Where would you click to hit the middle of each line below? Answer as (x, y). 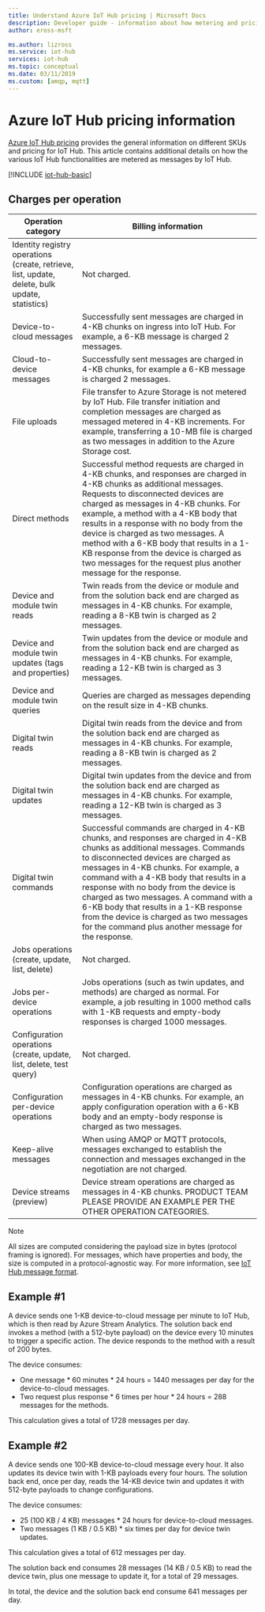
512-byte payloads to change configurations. (81, 1489)
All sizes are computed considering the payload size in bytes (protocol (123, 1247)
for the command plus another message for (162, 927)
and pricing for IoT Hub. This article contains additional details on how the (128, 150)
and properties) (41, 673)
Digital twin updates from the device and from (166, 776)
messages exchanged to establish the (152, 1149)
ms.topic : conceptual (44, 67)
